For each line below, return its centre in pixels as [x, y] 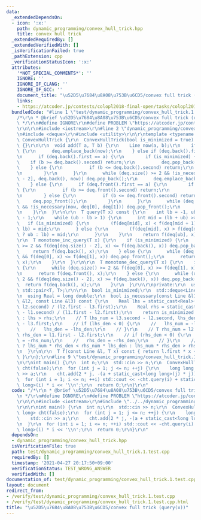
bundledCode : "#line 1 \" [44, 112]
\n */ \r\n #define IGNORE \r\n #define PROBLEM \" [77, 396]
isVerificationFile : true [44, 446]
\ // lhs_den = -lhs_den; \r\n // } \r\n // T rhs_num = [101, 329]
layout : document [28, 485]
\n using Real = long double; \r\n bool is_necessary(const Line [101, 296]
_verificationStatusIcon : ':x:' [52, 62]
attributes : [27, 67]
